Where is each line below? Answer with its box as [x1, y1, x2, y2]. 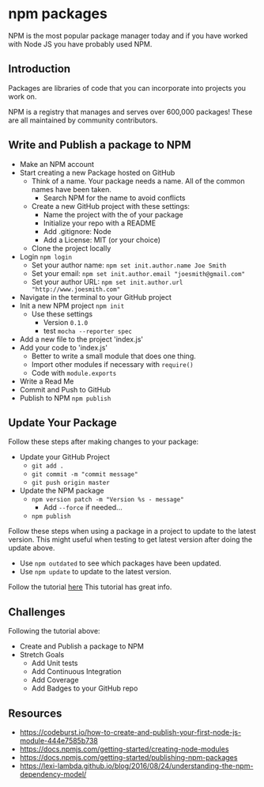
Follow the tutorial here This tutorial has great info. [8, 582, 172, 592]
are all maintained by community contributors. [8, 115, 158, 125]
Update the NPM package [19, 486, 104, 495]
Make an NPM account [19, 159, 95, 168]
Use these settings [31, 309, 93, 319]
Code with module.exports [31, 368, 117, 377]
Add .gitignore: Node [43, 226, 112, 236]
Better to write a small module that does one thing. [31, 351, 196, 361]
